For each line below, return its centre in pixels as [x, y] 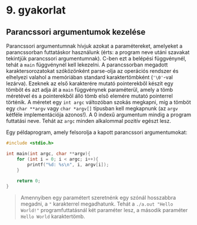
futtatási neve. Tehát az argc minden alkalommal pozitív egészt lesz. [89, 121]
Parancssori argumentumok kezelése [76, 32]
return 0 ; [29, 181]
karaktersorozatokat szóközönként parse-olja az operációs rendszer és [92, 71]
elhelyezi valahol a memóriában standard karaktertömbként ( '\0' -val [90, 77]
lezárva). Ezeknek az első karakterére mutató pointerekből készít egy [90, 83]
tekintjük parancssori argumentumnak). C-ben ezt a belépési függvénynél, [96, 58]
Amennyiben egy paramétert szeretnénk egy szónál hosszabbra [98, 198]
